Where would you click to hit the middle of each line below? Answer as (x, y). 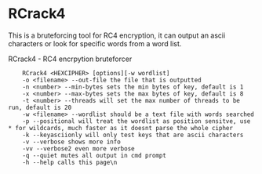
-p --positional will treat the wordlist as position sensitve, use (136, 121)
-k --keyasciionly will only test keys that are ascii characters (133, 135)
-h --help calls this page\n (70, 162)
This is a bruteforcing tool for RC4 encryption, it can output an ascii (117, 35)
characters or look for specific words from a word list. (95, 43)
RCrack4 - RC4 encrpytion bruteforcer (70, 59)
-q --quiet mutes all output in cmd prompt (95, 155)
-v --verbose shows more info (72, 142)
